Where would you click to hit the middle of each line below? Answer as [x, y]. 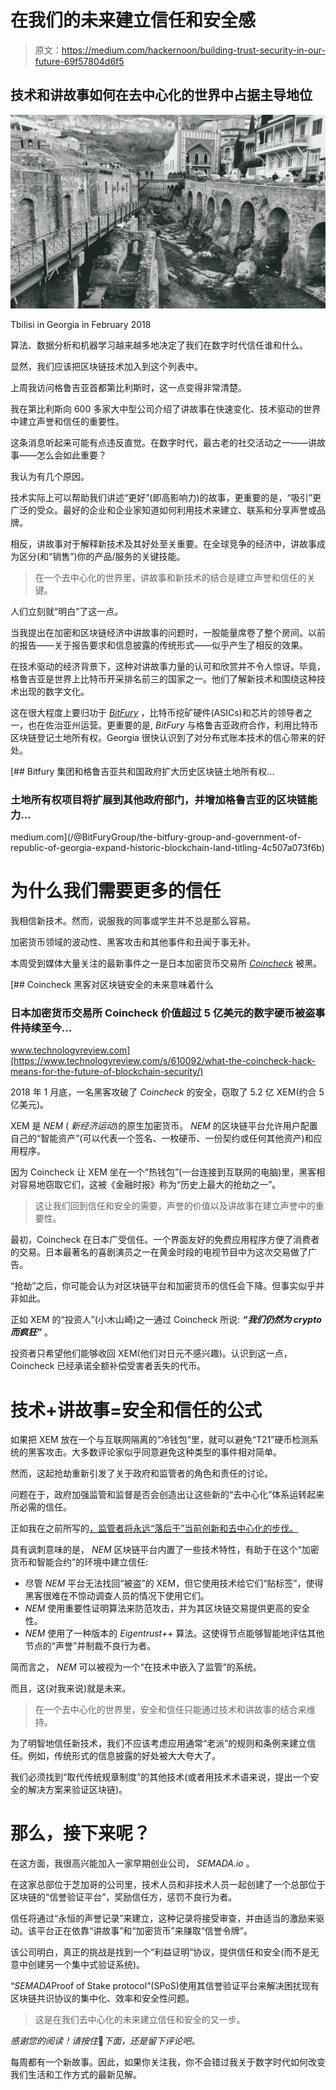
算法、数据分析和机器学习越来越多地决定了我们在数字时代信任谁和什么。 [159, 345]
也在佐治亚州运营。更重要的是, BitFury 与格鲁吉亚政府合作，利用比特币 [173, 725]
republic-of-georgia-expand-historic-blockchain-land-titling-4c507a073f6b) [167, 848]
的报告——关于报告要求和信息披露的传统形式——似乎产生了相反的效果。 [159, 645]
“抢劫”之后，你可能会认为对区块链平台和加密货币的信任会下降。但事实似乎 [163, 1286]
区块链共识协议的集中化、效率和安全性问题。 [102, 1998]
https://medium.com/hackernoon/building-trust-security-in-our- [193, 50]
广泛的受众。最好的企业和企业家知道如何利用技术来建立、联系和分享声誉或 [163, 510]
